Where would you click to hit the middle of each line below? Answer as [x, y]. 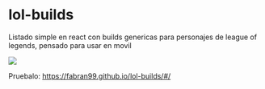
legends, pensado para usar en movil [70, 45]
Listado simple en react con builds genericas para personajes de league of [132, 37]
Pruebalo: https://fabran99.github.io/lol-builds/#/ [90, 76]
